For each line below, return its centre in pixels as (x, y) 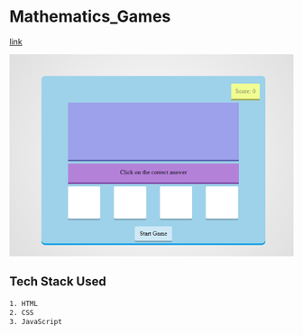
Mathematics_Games (90, 17)
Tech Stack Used (58, 282)
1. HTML (24, 303)
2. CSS (22, 312)
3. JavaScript (36, 321)
